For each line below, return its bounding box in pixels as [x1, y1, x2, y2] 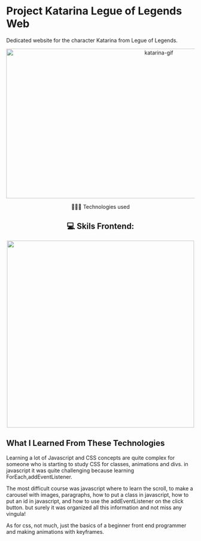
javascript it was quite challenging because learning [6, 467, 135, 474]
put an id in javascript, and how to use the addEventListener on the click [6, 497, 184, 504]
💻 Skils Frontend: [66, 221, 135, 232]
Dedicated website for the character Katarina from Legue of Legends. [6, 37, 178, 44]
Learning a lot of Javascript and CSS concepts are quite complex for [6, 454, 175, 461]
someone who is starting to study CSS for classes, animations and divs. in [6, 460, 188, 467]
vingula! [6, 510, 26, 517]
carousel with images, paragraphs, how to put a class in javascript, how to [6, 491, 189, 498]
